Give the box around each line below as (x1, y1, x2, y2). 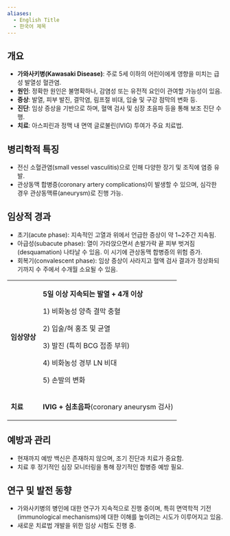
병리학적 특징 (7, 143, 60, 155)
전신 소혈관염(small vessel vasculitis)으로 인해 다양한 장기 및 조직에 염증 (16, 163, 213, 171)
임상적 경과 (7, 211, 51, 223)
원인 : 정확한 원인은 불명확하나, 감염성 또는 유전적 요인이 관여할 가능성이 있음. (16, 87, 222, 95)
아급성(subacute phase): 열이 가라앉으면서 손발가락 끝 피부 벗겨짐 (16, 239, 196, 247)
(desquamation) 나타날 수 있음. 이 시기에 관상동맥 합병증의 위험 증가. (16, 247, 203, 256)
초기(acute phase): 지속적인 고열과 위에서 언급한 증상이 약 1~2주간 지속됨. (16, 230, 216, 238)
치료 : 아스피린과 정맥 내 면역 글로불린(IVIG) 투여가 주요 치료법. (16, 121, 184, 130)
